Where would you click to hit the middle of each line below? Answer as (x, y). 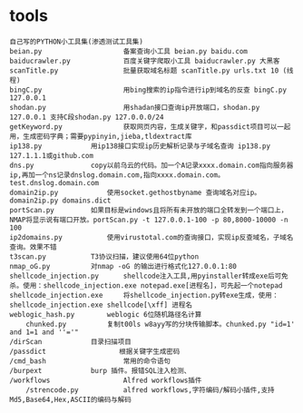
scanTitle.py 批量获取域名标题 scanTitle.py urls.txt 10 (144, 70)
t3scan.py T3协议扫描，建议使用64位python (104, 256)
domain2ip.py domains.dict (60, 201)
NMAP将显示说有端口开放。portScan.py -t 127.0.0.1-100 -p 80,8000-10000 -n (149, 220)
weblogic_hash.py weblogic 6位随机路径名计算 (106, 314)
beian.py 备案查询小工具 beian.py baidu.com (128, 51)
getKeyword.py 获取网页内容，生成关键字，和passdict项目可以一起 (150, 127)
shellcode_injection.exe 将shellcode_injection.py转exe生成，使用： (144, 295)
